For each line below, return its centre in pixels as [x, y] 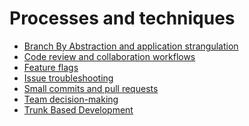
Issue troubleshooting [68, 78]
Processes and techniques [122, 18]
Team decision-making [71, 99]
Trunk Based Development [78, 109]
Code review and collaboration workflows [109, 56]
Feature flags [51, 67]
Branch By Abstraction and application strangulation [131, 46]
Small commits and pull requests [91, 88]
